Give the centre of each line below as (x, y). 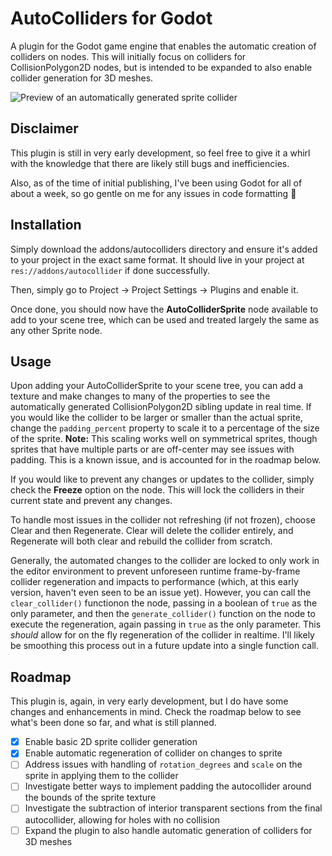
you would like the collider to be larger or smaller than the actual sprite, (156, 418)
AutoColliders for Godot (111, 18)
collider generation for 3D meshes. (82, 78)
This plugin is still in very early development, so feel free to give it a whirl (160, 153)
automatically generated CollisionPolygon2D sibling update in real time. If (161, 407)
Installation (46, 225)
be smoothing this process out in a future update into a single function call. (164, 646)
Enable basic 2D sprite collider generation (111, 742)
